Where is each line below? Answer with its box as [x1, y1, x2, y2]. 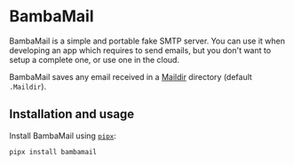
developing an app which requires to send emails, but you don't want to [9, 44, 272, 55]
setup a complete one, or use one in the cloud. [9, 54, 180, 65]
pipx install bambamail [9, 147, 98, 156]
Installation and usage [9, 106, 135, 122]
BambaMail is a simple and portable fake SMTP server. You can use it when [9, 35, 286, 46]
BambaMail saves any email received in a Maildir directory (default [9, 71, 253, 82]
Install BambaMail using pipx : [9, 130, 117, 141]
